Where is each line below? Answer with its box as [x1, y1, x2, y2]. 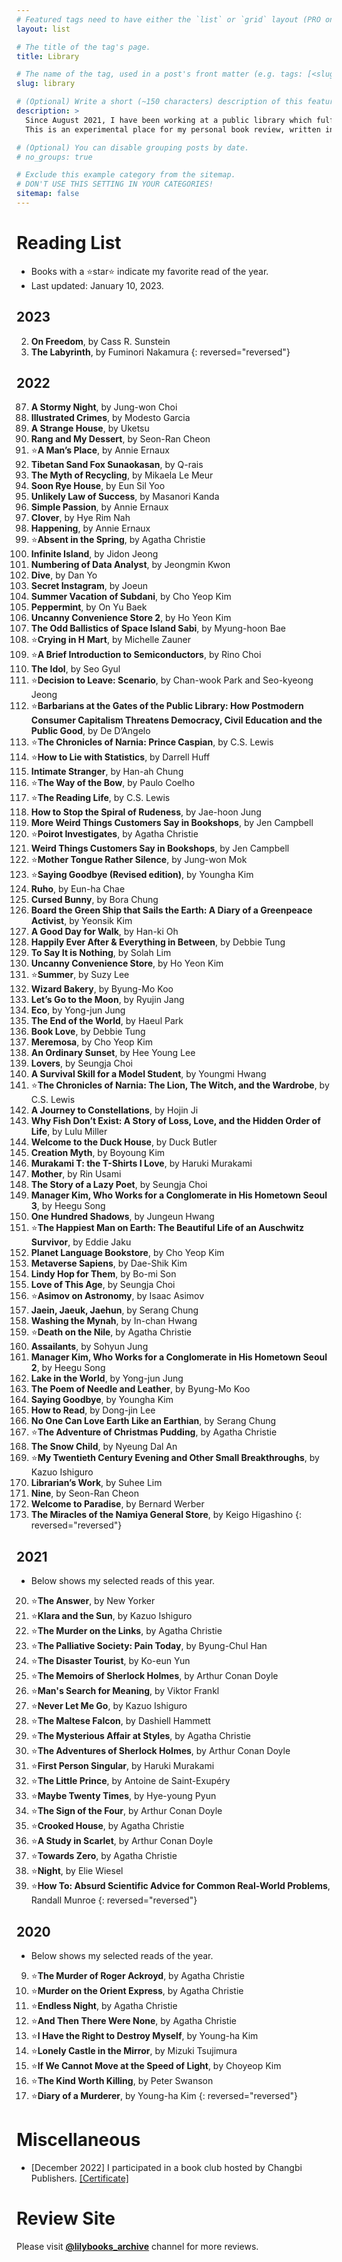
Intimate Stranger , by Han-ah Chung [30, 766, 184, 778]
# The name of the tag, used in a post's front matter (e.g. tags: [16, 69, 304, 80]
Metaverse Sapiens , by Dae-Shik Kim [30, 1257, 188, 1270]
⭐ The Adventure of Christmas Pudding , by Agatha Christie [30, 1426, 278, 1438]
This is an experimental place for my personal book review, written [25, 124, 321, 135]
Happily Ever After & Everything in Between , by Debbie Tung [30, 936, 286, 948]
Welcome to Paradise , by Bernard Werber [30, 1498, 205, 1510]
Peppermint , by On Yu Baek [30, 601, 148, 613]
